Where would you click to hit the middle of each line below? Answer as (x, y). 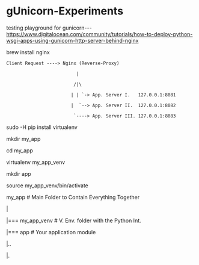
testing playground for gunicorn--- (49, 28)
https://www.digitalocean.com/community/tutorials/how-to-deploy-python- (99, 34)
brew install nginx (28, 52)
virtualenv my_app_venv (36, 162)
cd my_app (20, 150)
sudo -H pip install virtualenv (42, 127)
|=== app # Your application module (51, 232)
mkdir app (19, 173)
